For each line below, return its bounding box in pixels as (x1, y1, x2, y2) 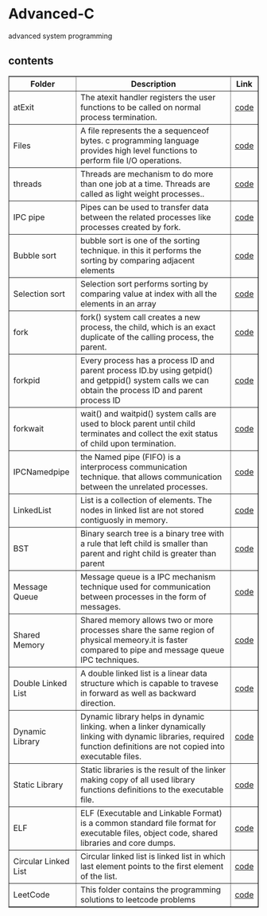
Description (130, 78, 176, 89)
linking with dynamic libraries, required (80, 731, 225, 742)
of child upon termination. (80, 438, 176, 449)
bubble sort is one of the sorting (80, 235, 200, 246)
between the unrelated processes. (80, 481, 208, 492)
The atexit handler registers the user (80, 92, 216, 103)
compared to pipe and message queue (80, 644, 225, 655)
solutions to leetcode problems (80, 894, 196, 905)
